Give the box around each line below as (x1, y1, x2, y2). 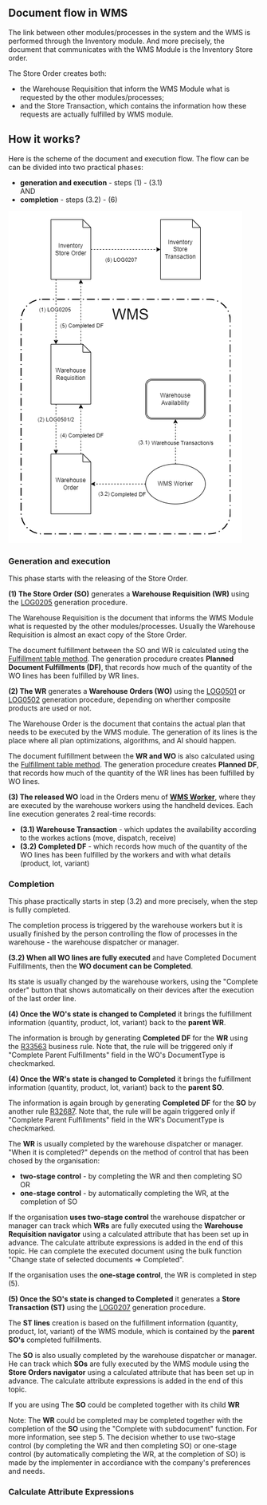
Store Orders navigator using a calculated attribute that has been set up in (8, 1368, 254, 1377)
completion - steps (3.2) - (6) (19, 195, 118, 204)
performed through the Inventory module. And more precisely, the (8, 36, 225, 46)
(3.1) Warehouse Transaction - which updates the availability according (19, 824, 257, 834)
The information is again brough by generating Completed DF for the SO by (8, 1098, 257, 1108)
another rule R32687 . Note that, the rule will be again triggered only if (8, 1107, 236, 1116)
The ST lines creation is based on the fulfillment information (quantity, (8, 1318, 238, 1328)
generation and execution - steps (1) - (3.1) (19, 177, 163, 187)
